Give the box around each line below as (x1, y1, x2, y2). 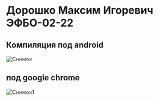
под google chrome (6, 72, 80, 83)
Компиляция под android (6, 40, 104, 50)
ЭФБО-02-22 (6, 16, 74, 30)
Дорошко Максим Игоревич (6, 4, 154, 17)
